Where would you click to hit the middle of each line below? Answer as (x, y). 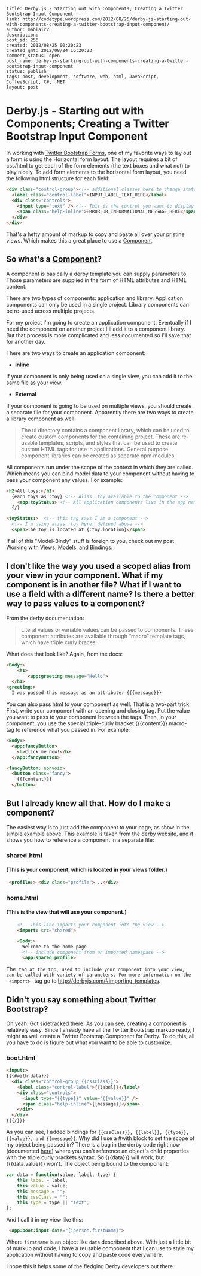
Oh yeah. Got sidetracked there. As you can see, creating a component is (97, 1023)
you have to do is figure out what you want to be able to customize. (89, 1042)
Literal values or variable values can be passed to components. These (107, 629)
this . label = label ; (42, 1180)
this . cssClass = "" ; (42, 1197)
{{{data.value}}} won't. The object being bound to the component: (88, 1164)
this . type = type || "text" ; (53, 1203)
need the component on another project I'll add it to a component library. (96, 329)
